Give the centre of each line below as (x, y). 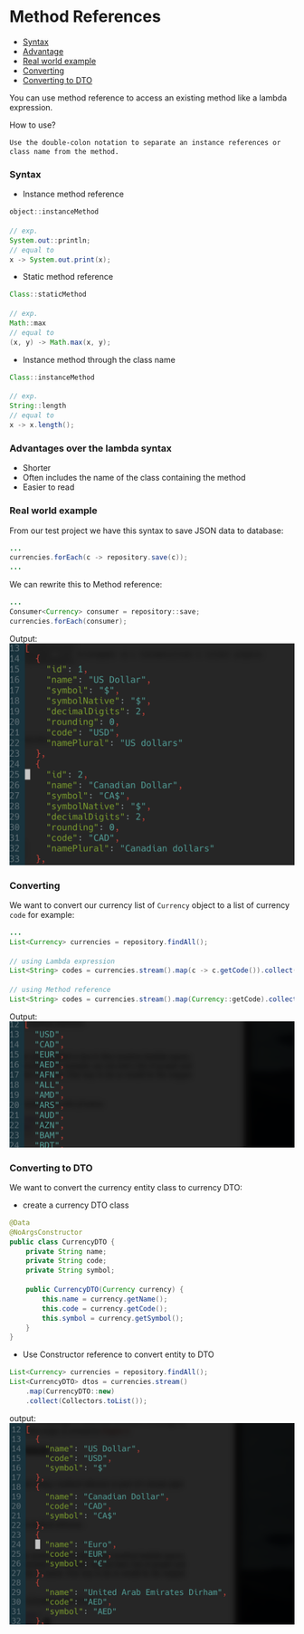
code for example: (42, 914)
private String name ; (66, 1251)
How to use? (33, 125)
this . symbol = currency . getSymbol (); (113, 1318)
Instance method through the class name (99, 359)
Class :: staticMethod (48, 295)
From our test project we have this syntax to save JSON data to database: (147, 530)
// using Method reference (60, 990)
